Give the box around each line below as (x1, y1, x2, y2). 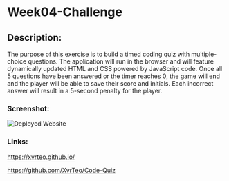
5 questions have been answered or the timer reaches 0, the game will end (7, 72, 220, 80)
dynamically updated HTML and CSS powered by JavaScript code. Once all (7, 65, 223, 73)
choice (7, 57, 27, 66)
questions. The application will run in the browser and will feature (28, 57, 214, 66)
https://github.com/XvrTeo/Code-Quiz (7, 166, 116, 174)
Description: (7, 32, 62, 44)
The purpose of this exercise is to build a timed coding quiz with (7, 50, 190, 58)
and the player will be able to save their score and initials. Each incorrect (7, 79, 214, 87)
